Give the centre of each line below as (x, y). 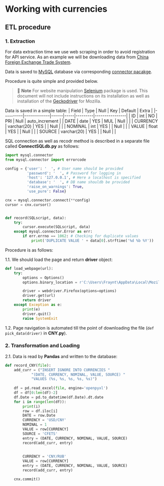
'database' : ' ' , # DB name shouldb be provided (78, 182)
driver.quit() (37, 314)
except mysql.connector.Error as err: (53, 231)
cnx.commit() (27, 479)
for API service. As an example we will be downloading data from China (77, 57)
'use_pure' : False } (47, 191)
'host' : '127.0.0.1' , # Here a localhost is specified (83, 178)
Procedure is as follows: (29, 250)
